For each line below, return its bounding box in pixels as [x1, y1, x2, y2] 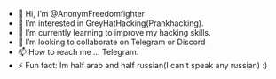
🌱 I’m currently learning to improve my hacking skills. [17, 28, 211, 37]
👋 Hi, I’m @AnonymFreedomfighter [17, 9, 145, 19]
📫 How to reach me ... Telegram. [17, 47, 139, 57]
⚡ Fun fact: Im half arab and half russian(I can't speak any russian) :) [17, 60, 268, 70]
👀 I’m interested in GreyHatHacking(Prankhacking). [17, 18, 204, 28]
